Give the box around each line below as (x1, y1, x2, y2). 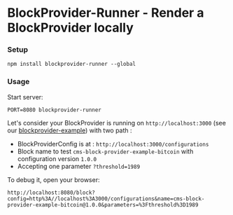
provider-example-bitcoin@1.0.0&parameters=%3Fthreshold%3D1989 (7, 201, 199, 208)
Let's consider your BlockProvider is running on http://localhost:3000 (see (7, 118, 226, 127)
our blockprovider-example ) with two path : (7, 126, 132, 134)
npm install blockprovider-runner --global (7, 61, 136, 68)
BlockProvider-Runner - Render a (7, 5, 204, 21)
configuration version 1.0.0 (17, 154, 97, 162)
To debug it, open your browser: (7, 175, 100, 183)
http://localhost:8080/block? (7, 189, 96, 196)
